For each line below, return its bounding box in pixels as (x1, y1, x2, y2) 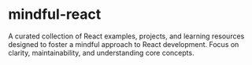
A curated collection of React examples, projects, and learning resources (8, 31, 245, 41)
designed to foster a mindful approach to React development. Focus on (8, 39, 239, 49)
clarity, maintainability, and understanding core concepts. (8, 48, 195, 57)
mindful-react (8, 5, 102, 23)
